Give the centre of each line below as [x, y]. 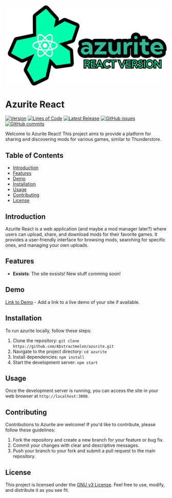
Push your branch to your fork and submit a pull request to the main [84, 451]
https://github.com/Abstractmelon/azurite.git [63, 346]
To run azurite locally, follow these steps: [49, 330]
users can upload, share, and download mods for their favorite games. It [81, 234]
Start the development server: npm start [55, 362]
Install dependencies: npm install [48, 357]
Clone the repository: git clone [46, 340]
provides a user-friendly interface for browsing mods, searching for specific [85, 240]
